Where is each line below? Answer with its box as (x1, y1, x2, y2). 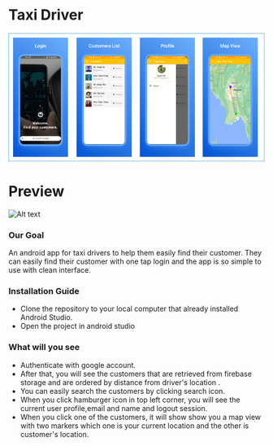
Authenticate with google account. (19, 360, 136, 369)
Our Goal (8, 230, 45, 241)
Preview (8, 182, 65, 201)
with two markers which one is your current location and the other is (19, 421, 249, 431)
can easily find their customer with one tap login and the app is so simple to (8, 256, 262, 266)
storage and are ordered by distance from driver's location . (19, 377, 221, 387)
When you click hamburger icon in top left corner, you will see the (19, 395, 240, 404)
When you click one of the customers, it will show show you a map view (19, 412, 262, 422)
